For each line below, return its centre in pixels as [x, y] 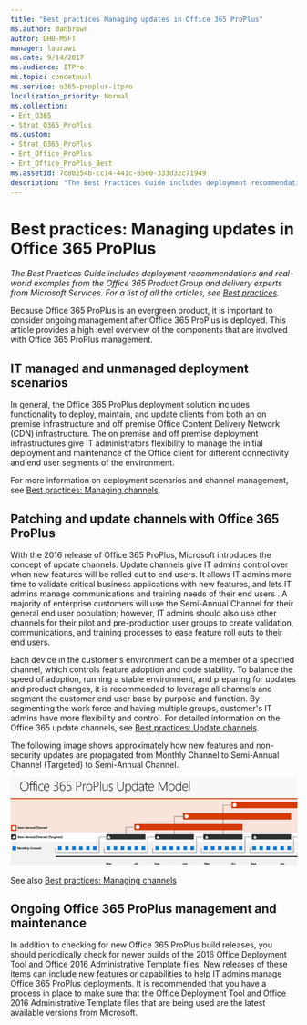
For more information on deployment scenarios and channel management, [149, 481]
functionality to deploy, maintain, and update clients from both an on [138, 414]
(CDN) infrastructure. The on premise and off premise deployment [134, 434]
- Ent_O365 [31, 115]
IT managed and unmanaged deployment [129, 368]
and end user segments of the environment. [93, 463]
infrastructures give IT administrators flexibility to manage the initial [137, 443]
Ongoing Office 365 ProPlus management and [143, 909]
